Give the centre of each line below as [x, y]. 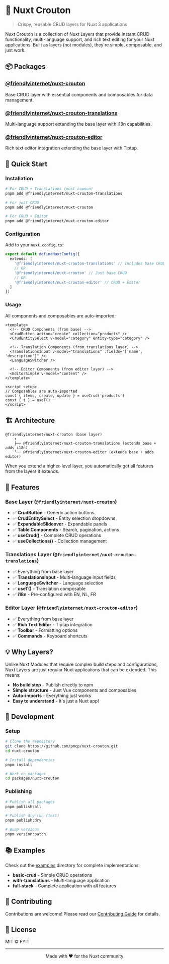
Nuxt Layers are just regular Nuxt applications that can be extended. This [81, 670]
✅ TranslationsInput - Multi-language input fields [64, 577]
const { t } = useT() [28, 400]
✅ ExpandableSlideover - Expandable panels [60, 524]
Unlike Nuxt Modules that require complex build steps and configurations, [81, 664]
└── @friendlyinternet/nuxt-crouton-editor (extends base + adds [84, 452]
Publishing [19, 791]
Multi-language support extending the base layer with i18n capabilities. [78, 124]
